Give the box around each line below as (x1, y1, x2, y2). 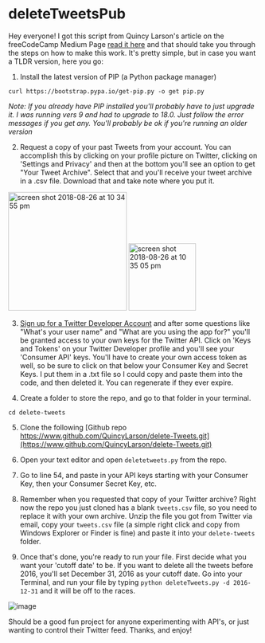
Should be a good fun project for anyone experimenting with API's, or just (8, 617, 249, 626)
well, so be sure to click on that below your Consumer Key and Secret (19, 360, 248, 371)
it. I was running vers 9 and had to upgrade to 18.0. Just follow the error (8, 109, 244, 120)
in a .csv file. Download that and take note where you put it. (19, 176, 215, 186)
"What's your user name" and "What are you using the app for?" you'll (19, 327, 251, 336)
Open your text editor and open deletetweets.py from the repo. (19, 455, 228, 465)
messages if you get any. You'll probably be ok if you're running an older (8, 118, 248, 127)
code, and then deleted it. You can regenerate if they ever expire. (19, 378, 234, 387)
